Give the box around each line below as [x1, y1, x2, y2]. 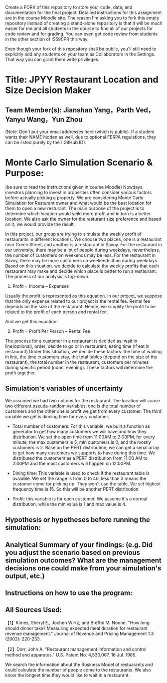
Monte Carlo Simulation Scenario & [5, 157, 153, 168]
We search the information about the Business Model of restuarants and [5, 661, 153, 667]
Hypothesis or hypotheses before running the [5, 515, 151, 524]
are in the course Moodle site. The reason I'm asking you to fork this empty [5, 15, 160, 21]
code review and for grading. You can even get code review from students [5, 31, 158, 37]
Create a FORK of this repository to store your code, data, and [5, 5, 133, 10]
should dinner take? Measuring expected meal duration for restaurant [5, 625, 148, 631]
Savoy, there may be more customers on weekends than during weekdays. [5, 257, 159, 263]
